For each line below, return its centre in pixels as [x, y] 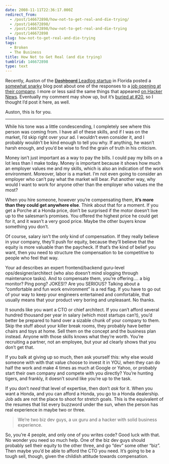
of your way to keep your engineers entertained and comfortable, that [77, 295]
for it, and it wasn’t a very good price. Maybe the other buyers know [76, 221]
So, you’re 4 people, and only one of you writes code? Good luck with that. [82, 435]
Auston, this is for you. [28, 112]
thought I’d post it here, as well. [38, 102]
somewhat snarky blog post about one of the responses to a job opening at [83, 86]
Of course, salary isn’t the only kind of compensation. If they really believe [82, 237]
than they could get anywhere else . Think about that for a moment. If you [82, 205]
